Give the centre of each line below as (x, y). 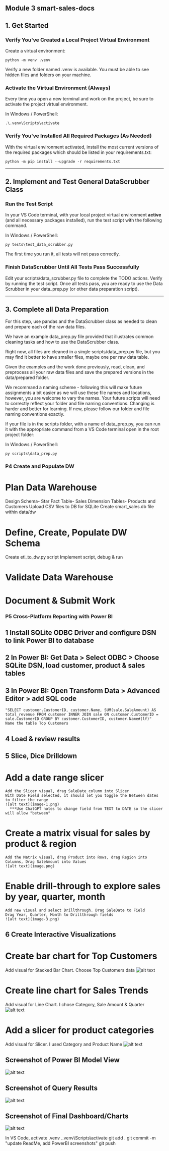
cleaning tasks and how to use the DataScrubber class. (62, 342)
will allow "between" (28, 813)
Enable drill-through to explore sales (83, 886)
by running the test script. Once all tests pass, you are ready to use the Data (84, 283)
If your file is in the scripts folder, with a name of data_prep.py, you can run (83, 424)
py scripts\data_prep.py (31, 454)
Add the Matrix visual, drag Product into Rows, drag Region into (76, 857)
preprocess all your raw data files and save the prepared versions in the (80, 372)
